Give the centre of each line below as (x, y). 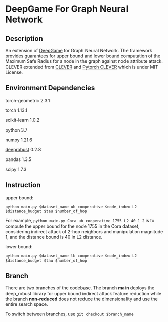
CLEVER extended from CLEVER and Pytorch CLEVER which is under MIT (82, 67)
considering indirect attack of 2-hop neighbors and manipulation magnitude (84, 231)
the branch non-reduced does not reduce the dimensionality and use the (81, 299)
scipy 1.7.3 (16, 169)
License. (14, 72)
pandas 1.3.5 (18, 159)
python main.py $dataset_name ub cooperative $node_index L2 (71, 207)
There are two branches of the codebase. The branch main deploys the (80, 288)
